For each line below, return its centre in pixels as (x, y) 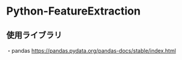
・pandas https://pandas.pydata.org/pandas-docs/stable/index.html (91, 51)
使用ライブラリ (34, 35)
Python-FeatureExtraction (73, 11)
